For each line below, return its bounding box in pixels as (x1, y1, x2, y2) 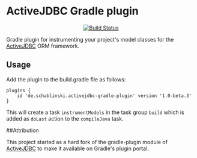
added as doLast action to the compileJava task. (6, 115, 124, 122)
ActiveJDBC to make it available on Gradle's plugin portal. (6, 145, 149, 152)
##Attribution (6, 127, 39, 134)
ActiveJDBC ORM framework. (6, 42, 80, 49)
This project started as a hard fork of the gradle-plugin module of (6, 138, 168, 145)
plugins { (6, 87, 31, 93)
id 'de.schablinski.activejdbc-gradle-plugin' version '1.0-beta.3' (17, 92, 192, 99)
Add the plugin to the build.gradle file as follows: (6, 75, 126, 83)
